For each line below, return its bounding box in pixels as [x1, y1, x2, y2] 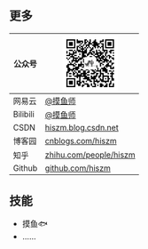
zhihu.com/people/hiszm [44, 149, 136, 160]
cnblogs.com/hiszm [44, 135, 117, 146]
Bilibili [12, 109, 35, 120]
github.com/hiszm [44, 163, 111, 173]
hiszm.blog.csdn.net [44, 123, 120, 133]
